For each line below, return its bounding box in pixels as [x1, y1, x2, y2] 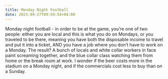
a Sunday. [5, 68, 26, 74]
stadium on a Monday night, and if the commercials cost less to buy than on [5, 63, 162, 69]
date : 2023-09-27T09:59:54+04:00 [5, 12, 75, 17]
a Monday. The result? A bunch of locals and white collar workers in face [5, 47, 156, 53]
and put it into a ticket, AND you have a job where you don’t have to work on [5, 41, 163, 47]
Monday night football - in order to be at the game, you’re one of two [5, 25, 148, 31]
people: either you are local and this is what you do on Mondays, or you [5, 31, 153, 37]
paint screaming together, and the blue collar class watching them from [5, 52, 153, 58]
